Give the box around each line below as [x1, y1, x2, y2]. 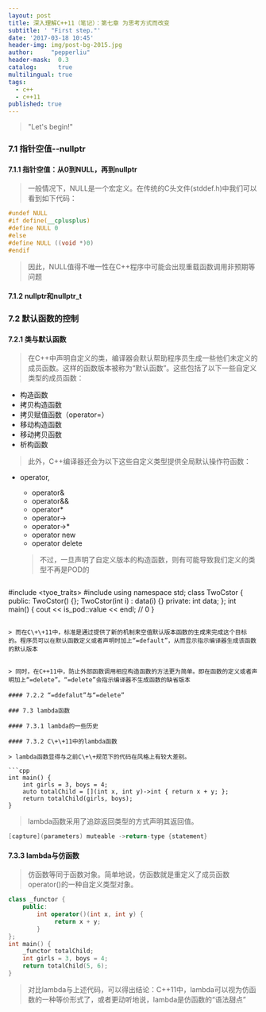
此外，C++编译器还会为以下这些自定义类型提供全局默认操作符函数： [27, 457, 252, 466]
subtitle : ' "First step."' [8, 26, 102, 34]
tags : [8, 78, 26, 86]
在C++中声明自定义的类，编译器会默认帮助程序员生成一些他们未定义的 [27, 353, 258, 363]
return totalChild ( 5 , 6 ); [22, 962, 109, 970]
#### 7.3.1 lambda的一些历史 [8, 722, 99, 731]
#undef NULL [8, 210, 48, 218]
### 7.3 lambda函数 [8, 707, 71, 715]
